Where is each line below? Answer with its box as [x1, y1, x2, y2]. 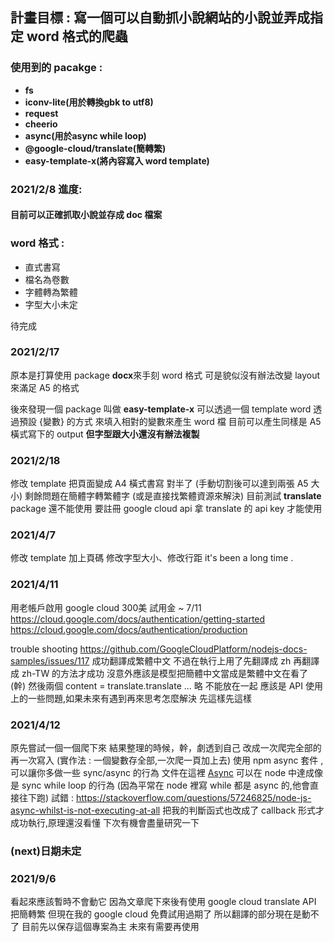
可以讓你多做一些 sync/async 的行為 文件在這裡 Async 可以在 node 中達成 [10, 766, 315, 778]
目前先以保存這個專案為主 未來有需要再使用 [21, 921, 200, 933]
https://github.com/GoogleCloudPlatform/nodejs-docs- [79, 643, 308, 655]
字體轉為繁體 [24, 286, 78, 298]
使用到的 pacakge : [10, 61, 103, 75]
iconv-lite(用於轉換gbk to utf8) [24, 96, 154, 108]
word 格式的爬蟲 [26, 28, 128, 45]
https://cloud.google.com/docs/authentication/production [10, 623, 248, 635]
